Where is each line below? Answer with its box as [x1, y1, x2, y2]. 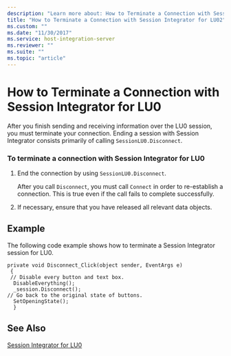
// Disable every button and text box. [10, 274, 125, 280]
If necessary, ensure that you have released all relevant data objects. [16, 203, 212, 211]
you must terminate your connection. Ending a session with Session [7, 129, 199, 137]
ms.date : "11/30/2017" [7, 29, 72, 36]
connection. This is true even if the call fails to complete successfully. [16, 190, 214, 198]
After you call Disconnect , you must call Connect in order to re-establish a [16, 182, 223, 190]
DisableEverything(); [13, 280, 76, 287]
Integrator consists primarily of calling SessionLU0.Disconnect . [7, 136, 183, 144]
